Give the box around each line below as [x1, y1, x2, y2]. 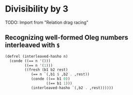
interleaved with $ [5, 41, 60, 49]
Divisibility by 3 [5, 3, 69, 15]
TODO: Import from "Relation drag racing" [5, 19, 89, 25]
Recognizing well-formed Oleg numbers [5, 33, 128, 42]
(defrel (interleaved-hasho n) [5, 54, 68, 59]
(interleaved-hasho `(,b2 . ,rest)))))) [30, 85, 114, 90]
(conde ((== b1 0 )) [30, 77, 70, 81]
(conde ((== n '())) [9, 58, 51, 63]
